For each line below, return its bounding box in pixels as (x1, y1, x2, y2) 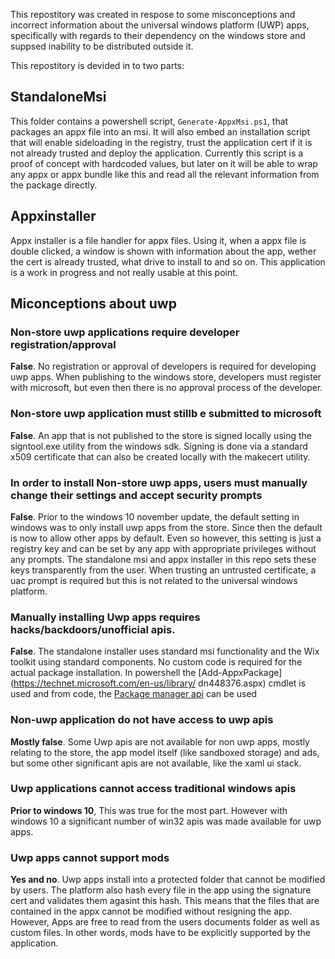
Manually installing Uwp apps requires (10, 610, 201, 624)
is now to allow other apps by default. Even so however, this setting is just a (10, 532, 322, 544)
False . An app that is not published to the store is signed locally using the (10, 429, 312, 441)
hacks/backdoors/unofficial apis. (10, 622, 176, 636)
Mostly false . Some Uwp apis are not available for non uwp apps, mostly (10, 735, 310, 748)
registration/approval (10, 337, 117, 351)
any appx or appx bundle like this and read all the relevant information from (10, 168, 320, 180)
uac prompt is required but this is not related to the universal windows (10, 574, 298, 586)
